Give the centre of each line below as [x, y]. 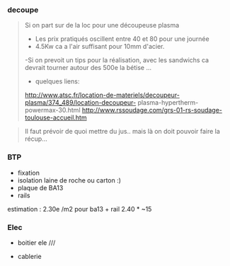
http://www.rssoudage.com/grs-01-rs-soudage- [152, 110]
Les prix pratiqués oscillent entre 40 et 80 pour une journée [122, 39]
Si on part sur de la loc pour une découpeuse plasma [102, 25]
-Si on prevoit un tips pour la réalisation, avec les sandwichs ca [117, 60]
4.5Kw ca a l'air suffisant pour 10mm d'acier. [100, 47]
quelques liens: [57, 81]
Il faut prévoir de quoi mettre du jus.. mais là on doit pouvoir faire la [122, 132]
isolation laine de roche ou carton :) [69, 180]
